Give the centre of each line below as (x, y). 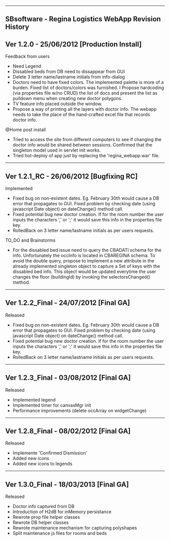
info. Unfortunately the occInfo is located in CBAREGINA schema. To (84, 255)
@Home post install (26, 130)
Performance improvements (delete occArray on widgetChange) (79, 411)
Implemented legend (34, 399)
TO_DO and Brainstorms (30, 240)
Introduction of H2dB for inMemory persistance (62, 512)
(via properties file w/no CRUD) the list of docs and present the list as (85, 93)
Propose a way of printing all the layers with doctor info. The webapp (84, 109)
